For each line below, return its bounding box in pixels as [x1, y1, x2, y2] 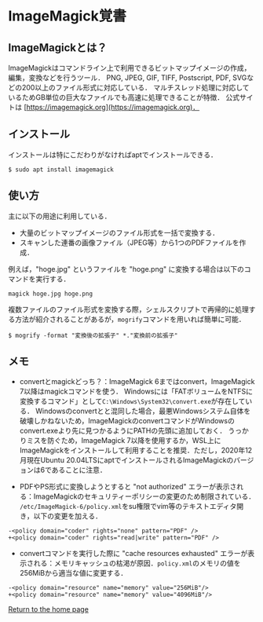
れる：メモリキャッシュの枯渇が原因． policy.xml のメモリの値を [33, 558, 241, 568]
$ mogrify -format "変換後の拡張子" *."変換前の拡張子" [8, 331, 178, 339]
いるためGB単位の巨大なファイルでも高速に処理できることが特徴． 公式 [8, 93, 240, 102]
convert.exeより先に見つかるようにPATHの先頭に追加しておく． [19, 426, 227, 436]
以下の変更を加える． [33, 511, 102, 521]
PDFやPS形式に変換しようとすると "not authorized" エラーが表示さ [19, 482, 237, 492]
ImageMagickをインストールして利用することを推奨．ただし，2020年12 [19, 445, 253, 456]
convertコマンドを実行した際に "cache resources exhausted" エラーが [19, 549, 248, 558]
